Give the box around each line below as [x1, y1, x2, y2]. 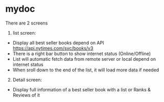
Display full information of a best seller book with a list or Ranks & [12, 86, 151, 92]
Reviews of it [12, 92, 40, 98]
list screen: [12, 30, 36, 36]
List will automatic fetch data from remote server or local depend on [12, 56, 156, 62]
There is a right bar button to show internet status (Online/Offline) [12, 50, 151, 57]
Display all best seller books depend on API [12, 39, 104, 46]
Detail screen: [12, 76, 42, 83]
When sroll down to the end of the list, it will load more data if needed [12, 67, 159, 73]
